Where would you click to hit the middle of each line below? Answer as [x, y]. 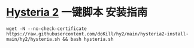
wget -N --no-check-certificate [46, 28]
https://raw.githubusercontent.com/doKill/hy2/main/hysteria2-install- [97, 34]
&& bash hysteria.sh [88, 39]
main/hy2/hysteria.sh [33, 39]
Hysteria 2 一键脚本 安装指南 [77, 12]
